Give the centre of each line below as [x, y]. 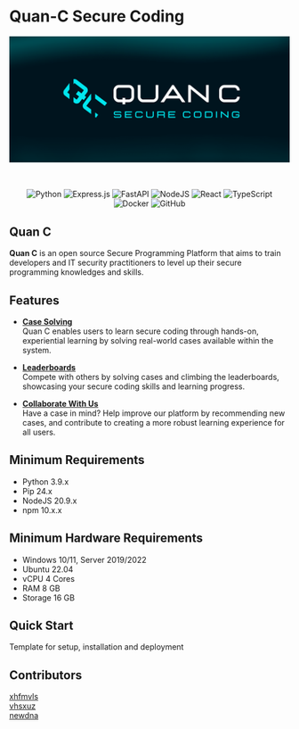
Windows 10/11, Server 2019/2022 [84, 559]
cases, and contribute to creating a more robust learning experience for [153, 422]
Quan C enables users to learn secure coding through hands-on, [141, 331]
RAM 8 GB [41, 588]
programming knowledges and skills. [77, 272]
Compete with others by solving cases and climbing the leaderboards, [151, 377]
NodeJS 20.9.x [49, 501]
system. [36, 350]
